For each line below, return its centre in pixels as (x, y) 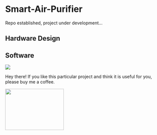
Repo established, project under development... (54, 23)
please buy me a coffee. (30, 82)
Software (20, 55)
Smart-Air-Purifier (44, 9)
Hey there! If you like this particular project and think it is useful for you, (78, 77)
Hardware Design (33, 38)
